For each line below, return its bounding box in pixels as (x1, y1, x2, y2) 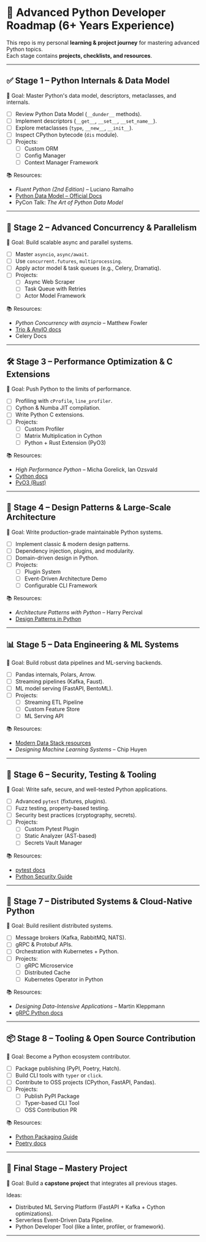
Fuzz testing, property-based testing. (15, 805, 110, 812)
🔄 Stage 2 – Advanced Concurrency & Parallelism (6, 222, 197, 233)
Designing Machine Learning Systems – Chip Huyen (15, 746, 147, 753)
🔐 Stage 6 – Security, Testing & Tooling (6, 769, 156, 779)
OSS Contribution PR (24, 1106, 77, 1114)
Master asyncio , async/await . (15, 251, 89, 258)
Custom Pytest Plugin (24, 826, 79, 833)
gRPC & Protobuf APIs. (15, 941, 73, 948)
